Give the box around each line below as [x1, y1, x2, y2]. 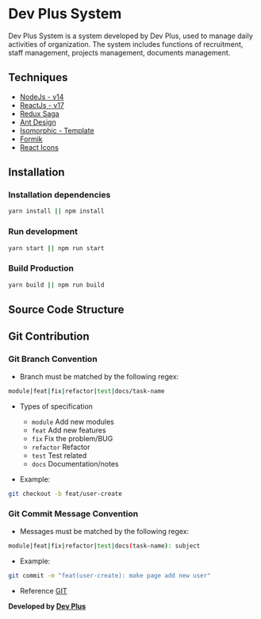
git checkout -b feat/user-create [8, 490, 123, 498]
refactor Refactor [31, 442, 90, 452]
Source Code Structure [8, 303, 125, 317]
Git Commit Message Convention [8, 509, 139, 520]
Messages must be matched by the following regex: [19, 526, 190, 536]
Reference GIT [19, 586, 67, 595]
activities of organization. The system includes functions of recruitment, [8, 39, 244, 48]
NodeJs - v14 [19, 92, 64, 102]
